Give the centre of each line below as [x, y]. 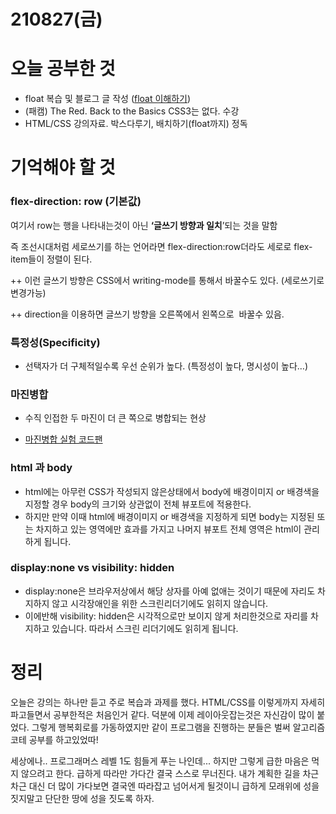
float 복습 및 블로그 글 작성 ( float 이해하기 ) [108, 99]
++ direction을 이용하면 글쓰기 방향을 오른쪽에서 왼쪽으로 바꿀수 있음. [147, 314]
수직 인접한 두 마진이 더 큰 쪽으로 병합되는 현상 [115, 418]
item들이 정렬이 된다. [51, 259]
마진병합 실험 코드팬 [63, 439]
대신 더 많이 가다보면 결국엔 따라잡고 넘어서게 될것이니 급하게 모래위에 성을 [174, 786]
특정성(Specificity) [55, 342]
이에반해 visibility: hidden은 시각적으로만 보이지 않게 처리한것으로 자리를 [166, 616]
